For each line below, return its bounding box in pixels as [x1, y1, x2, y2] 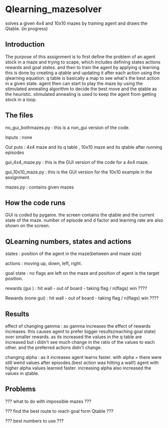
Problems [5, 385, 36, 394]
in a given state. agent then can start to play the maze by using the [5, 80, 143, 86]
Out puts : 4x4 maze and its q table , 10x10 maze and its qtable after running [5, 144, 162, 150]
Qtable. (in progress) [5, 25, 48, 31]
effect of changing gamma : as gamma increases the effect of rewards [5, 323, 151, 329]
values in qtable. [5, 371, 39, 376]
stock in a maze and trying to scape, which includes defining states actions [5, 59, 160, 65]
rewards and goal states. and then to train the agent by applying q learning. [5, 64, 161, 70]
